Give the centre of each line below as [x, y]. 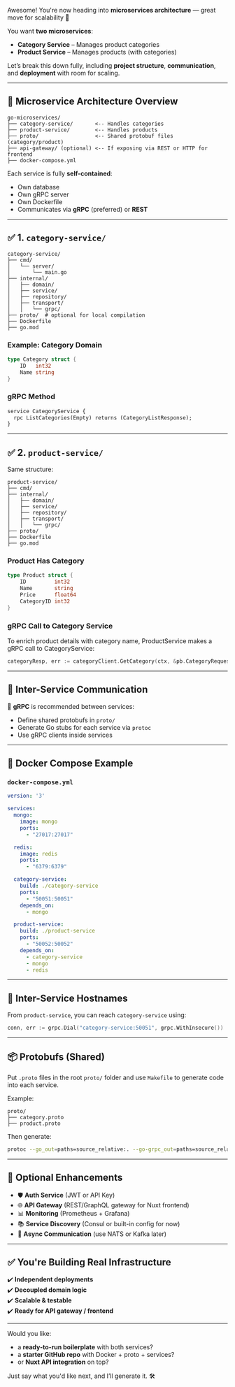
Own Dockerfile [40, 201]
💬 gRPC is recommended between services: [71, 706]
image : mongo [39, 821]
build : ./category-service [59, 886]
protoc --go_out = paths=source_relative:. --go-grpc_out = [92, 1149]
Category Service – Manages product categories [88, 44]
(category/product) [36, 142]
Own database [38, 187]
